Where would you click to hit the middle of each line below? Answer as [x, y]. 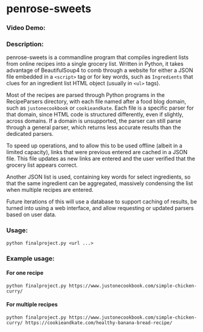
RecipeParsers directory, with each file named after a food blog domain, [96, 102]
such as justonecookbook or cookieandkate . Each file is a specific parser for [100, 108]
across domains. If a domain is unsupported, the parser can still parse [94, 121]
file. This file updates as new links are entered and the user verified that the [101, 159]
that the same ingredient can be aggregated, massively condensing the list [100, 183]
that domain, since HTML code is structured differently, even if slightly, [95, 115]
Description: [25, 44]
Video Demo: [26, 28]
